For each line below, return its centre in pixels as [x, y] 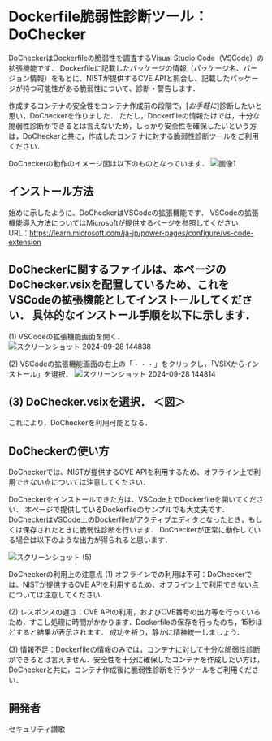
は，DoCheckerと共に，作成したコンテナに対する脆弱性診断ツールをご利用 [134, 136]
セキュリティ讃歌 [37, 729]
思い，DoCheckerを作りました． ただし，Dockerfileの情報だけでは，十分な [134, 115]
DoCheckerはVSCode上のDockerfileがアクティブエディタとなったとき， [129, 519]
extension [25, 242]
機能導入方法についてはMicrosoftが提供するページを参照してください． [127, 222]
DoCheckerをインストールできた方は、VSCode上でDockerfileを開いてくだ [133, 499]
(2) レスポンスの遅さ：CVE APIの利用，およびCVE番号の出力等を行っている [135, 612]
